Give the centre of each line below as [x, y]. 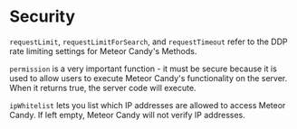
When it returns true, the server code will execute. [103, 88]
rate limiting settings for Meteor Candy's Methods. [103, 51]
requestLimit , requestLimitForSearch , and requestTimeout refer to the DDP [148, 41]
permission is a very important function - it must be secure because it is [144, 69]
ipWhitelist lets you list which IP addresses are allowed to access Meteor [148, 105]
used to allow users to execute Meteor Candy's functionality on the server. [148, 78]
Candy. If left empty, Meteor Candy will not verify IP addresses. [128, 115]
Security [42, 17]
